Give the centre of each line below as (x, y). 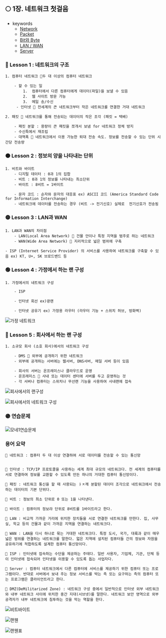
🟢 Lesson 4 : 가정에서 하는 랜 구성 (44, 270)
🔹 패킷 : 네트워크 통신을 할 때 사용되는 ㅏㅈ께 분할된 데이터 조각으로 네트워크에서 (79, 484)
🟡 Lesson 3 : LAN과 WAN (36, 217)
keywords (22, 23)
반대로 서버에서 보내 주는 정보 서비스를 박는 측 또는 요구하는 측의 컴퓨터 (88, 574)
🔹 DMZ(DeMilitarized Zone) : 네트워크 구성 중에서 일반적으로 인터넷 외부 (74, 589)
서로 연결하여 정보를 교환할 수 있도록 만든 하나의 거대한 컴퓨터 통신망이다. (72, 475)
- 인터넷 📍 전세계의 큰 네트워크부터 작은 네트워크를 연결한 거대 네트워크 (81, 107)
